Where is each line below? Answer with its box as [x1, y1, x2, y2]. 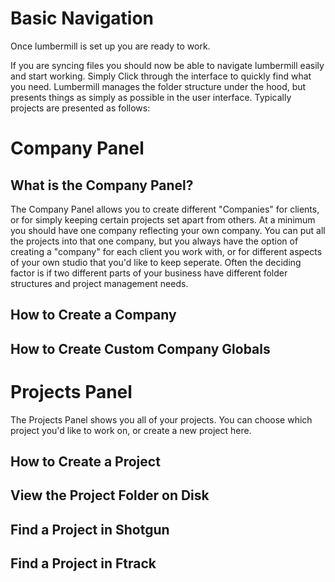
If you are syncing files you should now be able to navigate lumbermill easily [10, 59, 325, 71]
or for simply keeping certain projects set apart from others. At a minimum [10, 213, 316, 226]
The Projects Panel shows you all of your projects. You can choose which [10, 413, 313, 426]
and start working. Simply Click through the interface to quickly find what [10, 70, 312, 82]
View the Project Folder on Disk [10, 487, 210, 504]
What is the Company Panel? [10, 177, 194, 194]
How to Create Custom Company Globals [10, 340, 271, 357]
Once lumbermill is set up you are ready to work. [10, 40, 211, 52]
